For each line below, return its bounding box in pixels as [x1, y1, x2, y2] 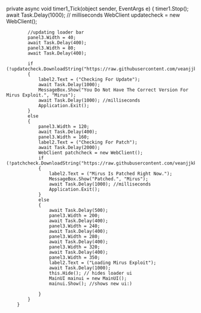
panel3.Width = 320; [48, 244, 100, 250]
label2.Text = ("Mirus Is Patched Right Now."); [48, 171, 172, 177]
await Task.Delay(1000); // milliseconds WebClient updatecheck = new [6, 11, 181, 19]
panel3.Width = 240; [48, 223, 100, 229]
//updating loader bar [28, 29, 84, 35]
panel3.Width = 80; [28, 45, 77, 51]
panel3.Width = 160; [38, 134, 90, 140]
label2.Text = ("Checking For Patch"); [38, 139, 138, 145]
